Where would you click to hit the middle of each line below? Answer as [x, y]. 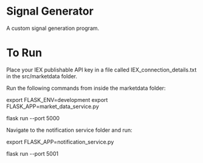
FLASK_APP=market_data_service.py [53, 106]
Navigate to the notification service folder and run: [69, 130]
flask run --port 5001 [33, 153]
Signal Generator [50, 11]
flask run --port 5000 [33, 118]
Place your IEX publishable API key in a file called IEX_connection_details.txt [101, 70]
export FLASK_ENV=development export [57, 100]
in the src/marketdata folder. [42, 76]
